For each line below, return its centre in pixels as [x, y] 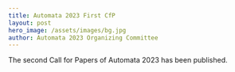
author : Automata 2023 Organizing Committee [83, 38]
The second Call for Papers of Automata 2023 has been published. [118, 60]
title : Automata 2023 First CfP [62, 15]
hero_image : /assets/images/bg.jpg [67, 30]
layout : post [30, 23]
